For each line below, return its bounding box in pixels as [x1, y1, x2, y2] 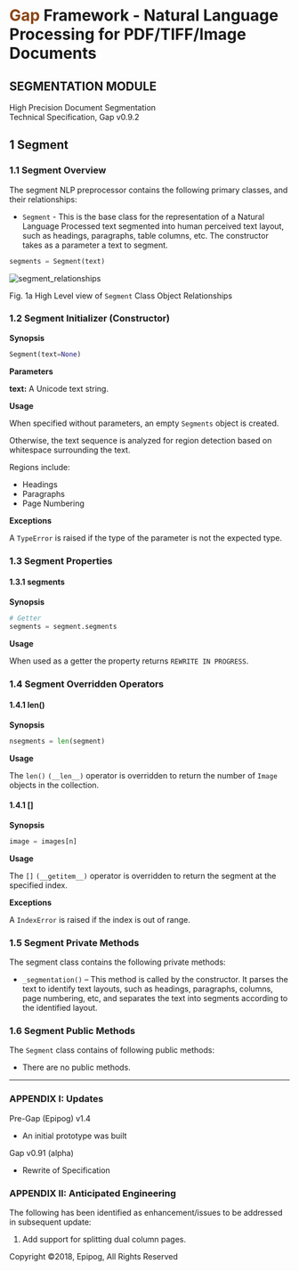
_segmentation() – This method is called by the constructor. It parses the [21, 974, 289, 984]
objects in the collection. [9, 779, 100, 790]
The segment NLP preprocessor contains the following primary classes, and [9, 184, 288, 195]
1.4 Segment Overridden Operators [9, 678, 165, 690]
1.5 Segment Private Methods [9, 936, 140, 949]
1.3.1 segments [9, 576, 65, 588]
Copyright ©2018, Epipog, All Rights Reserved [9, 1251, 178, 1261]
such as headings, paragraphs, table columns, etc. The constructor [21, 230, 269, 240]
